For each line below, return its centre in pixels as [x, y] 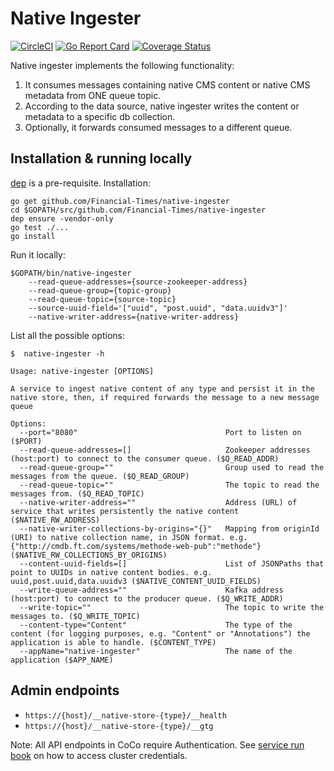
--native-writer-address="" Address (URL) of [158, 502]
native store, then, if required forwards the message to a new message [165, 397]
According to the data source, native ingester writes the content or [162, 106]
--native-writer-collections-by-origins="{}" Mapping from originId [169, 528]
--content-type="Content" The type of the [156, 625]
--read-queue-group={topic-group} [100, 290]
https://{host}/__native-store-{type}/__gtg [119, 726]
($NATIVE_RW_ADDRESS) [55, 520]
